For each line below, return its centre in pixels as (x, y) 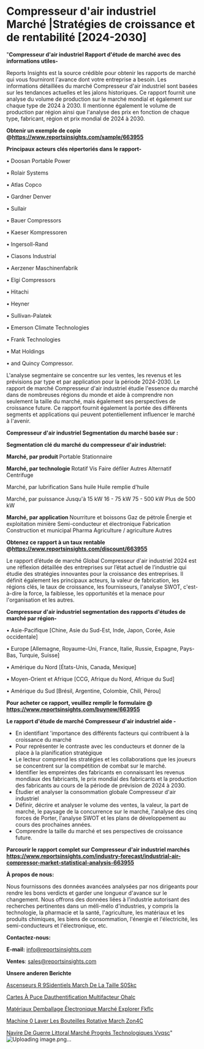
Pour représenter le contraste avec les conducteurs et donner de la (100, 746)
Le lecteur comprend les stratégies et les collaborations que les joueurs (105, 759)
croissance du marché (43, 739)
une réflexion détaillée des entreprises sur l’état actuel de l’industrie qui (96, 567)
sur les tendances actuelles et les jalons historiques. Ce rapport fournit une (101, 92)
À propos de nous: (30, 874)
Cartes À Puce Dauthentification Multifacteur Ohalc (71, 997)
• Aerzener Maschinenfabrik (42, 268)
